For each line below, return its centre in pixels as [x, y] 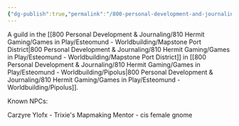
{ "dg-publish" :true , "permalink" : [57, 14]
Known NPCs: [28, 101]
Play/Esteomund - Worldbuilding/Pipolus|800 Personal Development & [110, 72]
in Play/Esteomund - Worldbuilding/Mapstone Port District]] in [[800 [107, 57]
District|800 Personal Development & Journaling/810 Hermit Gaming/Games [118, 49]
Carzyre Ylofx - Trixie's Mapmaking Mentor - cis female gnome [100, 115]
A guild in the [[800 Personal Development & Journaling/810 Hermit [106, 34]
